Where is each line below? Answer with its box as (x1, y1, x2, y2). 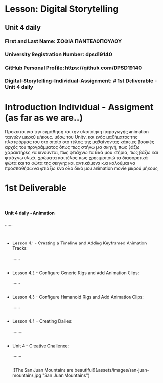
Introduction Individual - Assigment (5, 102, 154, 113)
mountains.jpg (12, 372, 42, 378)
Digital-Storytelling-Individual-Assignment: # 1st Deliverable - (5, 77, 157, 84)
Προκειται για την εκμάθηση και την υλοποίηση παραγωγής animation (5, 129, 149, 135)
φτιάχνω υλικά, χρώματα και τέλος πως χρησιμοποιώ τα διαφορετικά (5, 155, 148, 161)
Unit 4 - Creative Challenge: (12, 343, 69, 348)
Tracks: (12, 245, 28, 251)
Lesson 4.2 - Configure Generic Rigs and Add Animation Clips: (12, 270, 139, 276)
